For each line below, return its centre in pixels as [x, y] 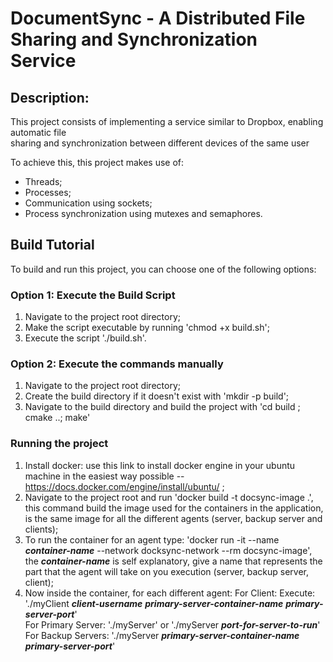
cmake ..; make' [57, 418]
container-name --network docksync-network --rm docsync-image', [168, 550]
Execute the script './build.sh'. [85, 338]
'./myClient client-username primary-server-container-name [154, 603]
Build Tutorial [52, 245]
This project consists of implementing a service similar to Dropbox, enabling [167, 121]
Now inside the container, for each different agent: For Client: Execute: [170, 593]
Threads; [43, 181]
